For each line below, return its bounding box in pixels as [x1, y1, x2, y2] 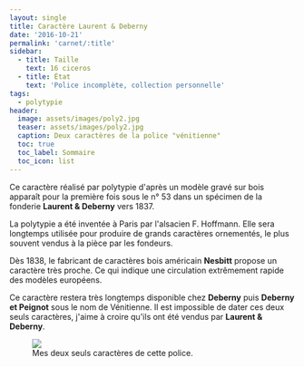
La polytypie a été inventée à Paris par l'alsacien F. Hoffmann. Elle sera [9, 218, 275, 229]
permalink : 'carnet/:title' [9, 38, 116, 48]
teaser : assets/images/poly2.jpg [17, 123, 144, 132]
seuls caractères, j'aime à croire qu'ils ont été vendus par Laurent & [9, 311, 263, 322]
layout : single [9, 13, 67, 23]
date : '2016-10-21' [9, 30, 83, 39]
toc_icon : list [17, 156, 75, 166]
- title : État [17, 72, 71, 82]
